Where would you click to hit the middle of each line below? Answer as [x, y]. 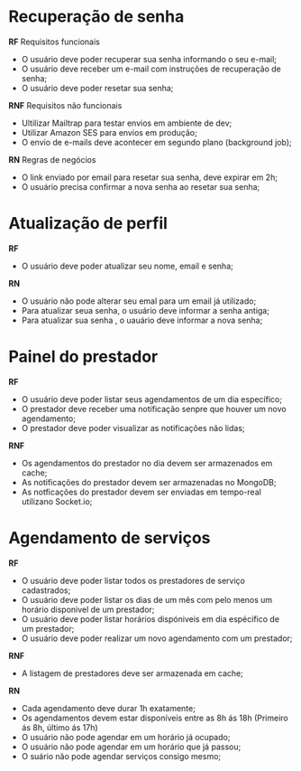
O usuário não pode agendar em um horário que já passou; [131, 747]
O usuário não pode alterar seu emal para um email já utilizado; [139, 301]
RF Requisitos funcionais [54, 42]
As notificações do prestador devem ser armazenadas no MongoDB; [149, 482]
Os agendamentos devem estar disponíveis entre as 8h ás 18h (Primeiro [155, 718]
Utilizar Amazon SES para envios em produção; [109, 132]
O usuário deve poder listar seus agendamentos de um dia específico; [152, 399]
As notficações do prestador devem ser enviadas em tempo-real [141, 492]
